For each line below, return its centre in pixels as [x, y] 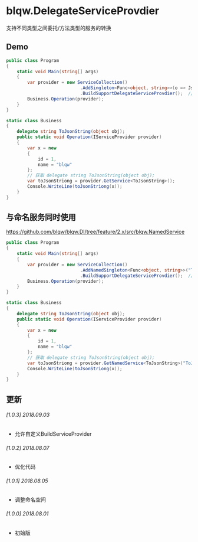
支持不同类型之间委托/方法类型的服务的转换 [59, 28]
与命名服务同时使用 [41, 218]
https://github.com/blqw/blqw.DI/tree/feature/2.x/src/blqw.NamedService [95, 232]
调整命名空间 [30, 499]
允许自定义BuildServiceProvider [53, 434]
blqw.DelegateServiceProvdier [83, 11]
